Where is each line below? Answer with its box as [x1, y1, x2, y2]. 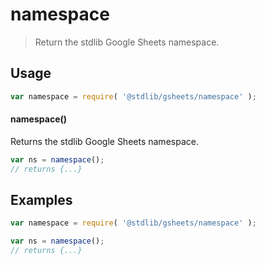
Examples [10, 191, 73, 208]
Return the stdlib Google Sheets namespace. [34, 36, 220, 48]
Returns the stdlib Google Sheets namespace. [10, 135, 199, 147]
